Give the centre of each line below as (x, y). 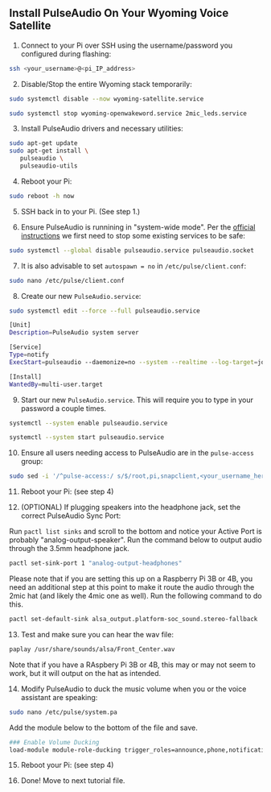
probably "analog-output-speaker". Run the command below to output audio (135, 540)
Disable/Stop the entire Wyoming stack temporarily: (106, 84)
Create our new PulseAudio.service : (81, 296)
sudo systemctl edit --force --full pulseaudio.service (105, 311)
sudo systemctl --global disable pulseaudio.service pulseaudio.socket (131, 250)
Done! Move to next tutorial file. (73, 781)
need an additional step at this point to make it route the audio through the (132, 587)
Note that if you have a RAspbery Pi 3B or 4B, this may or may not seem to (132, 665)
